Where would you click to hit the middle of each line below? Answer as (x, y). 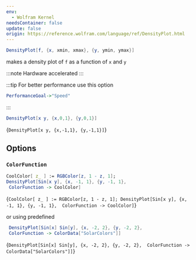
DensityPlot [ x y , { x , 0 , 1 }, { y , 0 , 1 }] (52, 118)
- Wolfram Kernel (33, 17)
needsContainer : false (34, 23)
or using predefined (30, 217)
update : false (24, 28)
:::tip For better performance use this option (60, 85)
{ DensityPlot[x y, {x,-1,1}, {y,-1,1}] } (57, 130)
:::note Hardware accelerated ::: (45, 73)
